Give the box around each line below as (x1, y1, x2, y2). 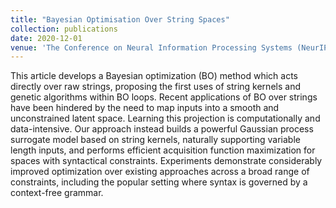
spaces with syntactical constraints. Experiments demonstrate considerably (10, 155, 323, 167)
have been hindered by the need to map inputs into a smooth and (10, 102, 280, 114)
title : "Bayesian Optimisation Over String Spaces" (10, 14, 230, 25)
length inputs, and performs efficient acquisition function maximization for (10, 144, 316, 156)
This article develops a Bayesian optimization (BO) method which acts (10, 70, 298, 82)
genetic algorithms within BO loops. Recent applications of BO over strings (10, 91, 318, 103)
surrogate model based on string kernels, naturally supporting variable (10, 134, 301, 146)
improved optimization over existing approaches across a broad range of (10, 166, 310, 178)
